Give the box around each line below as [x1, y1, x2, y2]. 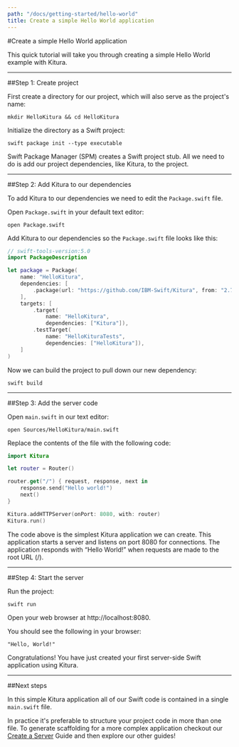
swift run [7, 601, 37, 608]
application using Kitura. [7, 660, 79, 669]
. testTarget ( [33, 326, 72, 334]
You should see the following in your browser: [7, 627, 142, 635]
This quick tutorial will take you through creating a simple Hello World [7, 50, 211, 59]
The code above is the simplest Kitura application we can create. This [7, 530, 212, 539]
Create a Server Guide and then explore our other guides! [7, 731, 176, 740]
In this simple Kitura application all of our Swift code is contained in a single [7, 694, 229, 704]
